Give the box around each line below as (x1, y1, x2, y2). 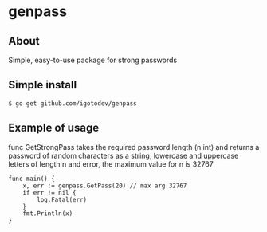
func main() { (8, 175, 56, 183)
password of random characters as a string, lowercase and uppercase (8, 151, 239, 160)
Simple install (8, 78, 77, 92)
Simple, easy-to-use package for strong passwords (8, 55, 178, 65)
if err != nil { (22, 188, 77, 197)
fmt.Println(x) (22, 210, 73, 218)
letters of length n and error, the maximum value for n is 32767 (8, 159, 214, 169)
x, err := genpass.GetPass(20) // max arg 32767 (22, 182, 187, 190)
